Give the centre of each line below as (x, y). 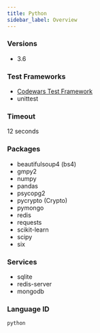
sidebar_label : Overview (42, 20)
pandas (28, 186)
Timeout (21, 116)
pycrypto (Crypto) (42, 200)
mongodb (30, 291)
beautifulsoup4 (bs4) (47, 164)
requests (29, 222)
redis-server (34, 284)
